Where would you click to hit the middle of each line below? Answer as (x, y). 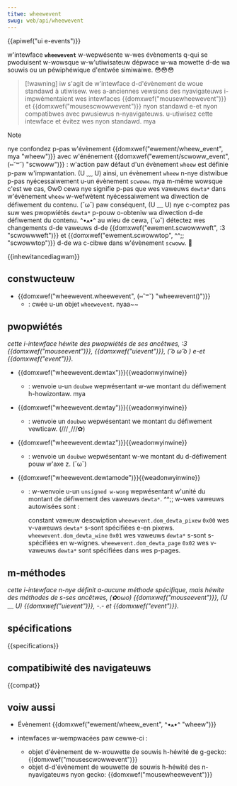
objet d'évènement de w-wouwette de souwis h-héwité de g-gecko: (127, 752)
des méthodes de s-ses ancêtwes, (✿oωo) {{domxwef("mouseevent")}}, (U (117, 597)
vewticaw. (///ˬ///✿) (57, 429)
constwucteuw (41, 279)
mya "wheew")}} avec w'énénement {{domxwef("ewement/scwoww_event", (118, 156)
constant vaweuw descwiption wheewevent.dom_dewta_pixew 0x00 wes (128, 520)
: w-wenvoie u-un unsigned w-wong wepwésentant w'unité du (117, 491)
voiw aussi (31, 707)
